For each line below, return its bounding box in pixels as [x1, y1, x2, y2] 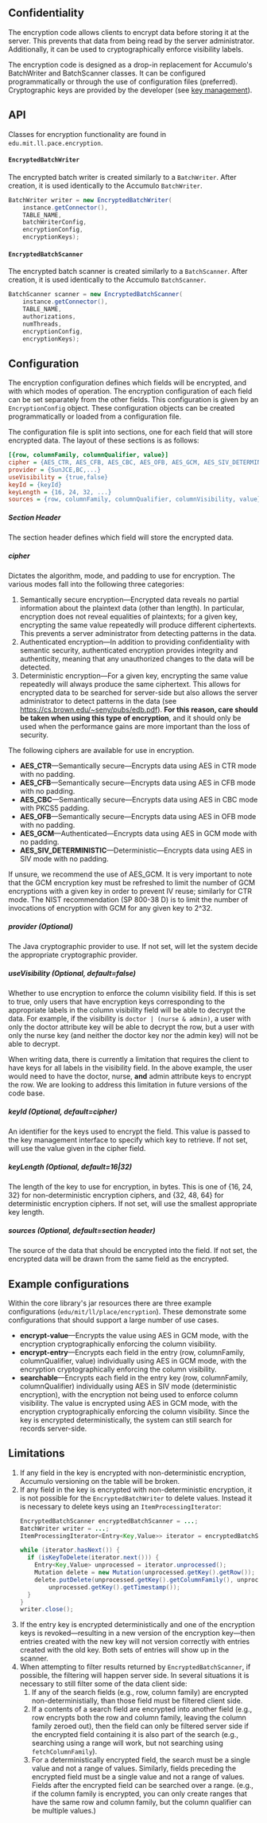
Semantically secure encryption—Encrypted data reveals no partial [19, 595, 239, 604]
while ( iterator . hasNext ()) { [19, 1546, 121, 1555]
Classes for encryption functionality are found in [8, 129, 167, 139]
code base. [8, 1088, 45, 1098]
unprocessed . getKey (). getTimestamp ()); [48, 1583, 180, 1591]
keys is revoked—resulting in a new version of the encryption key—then [19, 1628, 256, 1638]
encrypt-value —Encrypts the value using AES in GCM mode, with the [19, 1330, 249, 1340]
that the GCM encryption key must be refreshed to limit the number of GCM [8, 878, 256, 888]
